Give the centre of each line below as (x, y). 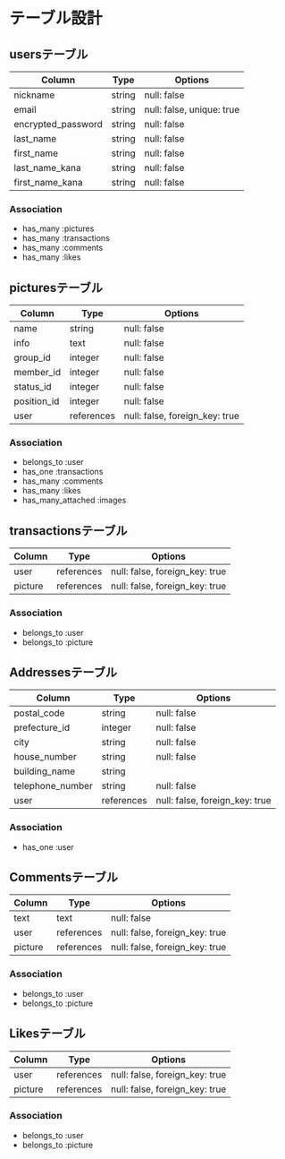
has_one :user (48, 846)
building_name (45, 771)
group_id (32, 357)
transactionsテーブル (68, 531)
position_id (37, 401)
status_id (33, 387)
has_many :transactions (66, 238)
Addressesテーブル (63, 672)
